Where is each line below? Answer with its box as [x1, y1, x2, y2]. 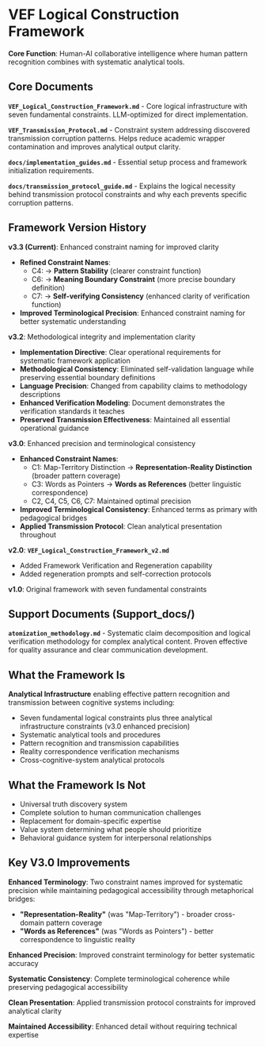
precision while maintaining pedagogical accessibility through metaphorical [8, 885, 255, 895]
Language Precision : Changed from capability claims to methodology [19, 381, 248, 391]
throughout [19, 529, 57, 539]
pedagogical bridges [19, 513, 88, 522]
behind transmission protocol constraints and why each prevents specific [8, 189, 248, 199]
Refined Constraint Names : [19, 257, 111, 267]
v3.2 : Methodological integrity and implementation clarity [8, 332, 196, 341]
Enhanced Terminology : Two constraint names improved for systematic [8, 877, 244, 887]
